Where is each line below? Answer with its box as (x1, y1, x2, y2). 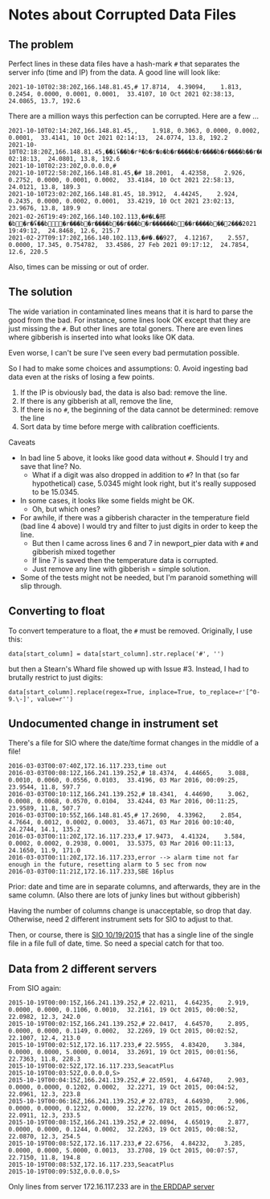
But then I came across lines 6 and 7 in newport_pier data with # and (31, 538, 259, 548)
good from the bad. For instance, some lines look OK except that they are (8, 315, 251, 325)
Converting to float (8, 605, 105, 618)
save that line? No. (19, 461, 82, 471)
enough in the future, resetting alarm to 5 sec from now (8, 860, 207, 869)
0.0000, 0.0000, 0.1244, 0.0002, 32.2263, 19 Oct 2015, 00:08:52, (8, 1126, 239, 1134)
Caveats (8, 437, 36, 447)
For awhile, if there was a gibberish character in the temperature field (19, 512, 250, 522)
